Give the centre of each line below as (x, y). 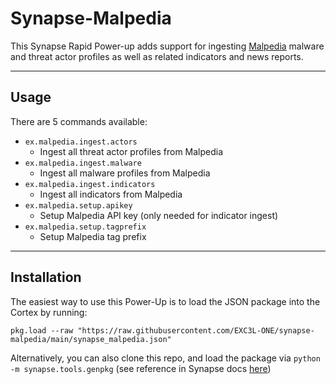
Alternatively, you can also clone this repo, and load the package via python (165, 358)
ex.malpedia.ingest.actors (81, 142)
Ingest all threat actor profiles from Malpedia (131, 151)
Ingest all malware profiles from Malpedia (125, 173)
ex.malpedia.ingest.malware (83, 163)
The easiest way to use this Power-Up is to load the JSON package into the (165, 301)
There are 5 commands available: (79, 121)
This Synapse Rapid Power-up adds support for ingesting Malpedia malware (167, 46)
